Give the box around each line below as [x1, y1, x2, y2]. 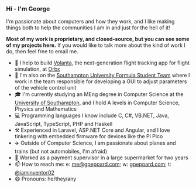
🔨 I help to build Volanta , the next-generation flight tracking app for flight [14, 59, 190, 66]
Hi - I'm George [6, 5, 50, 13]
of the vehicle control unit [14, 84, 77, 91]
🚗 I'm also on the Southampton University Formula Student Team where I [14, 72, 190, 79]
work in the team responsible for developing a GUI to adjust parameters [14, 78, 187, 85]
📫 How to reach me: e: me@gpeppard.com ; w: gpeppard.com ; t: [14, 160, 171, 168]
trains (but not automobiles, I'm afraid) [14, 148, 108, 155]
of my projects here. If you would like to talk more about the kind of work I [6, 42, 186, 49]
